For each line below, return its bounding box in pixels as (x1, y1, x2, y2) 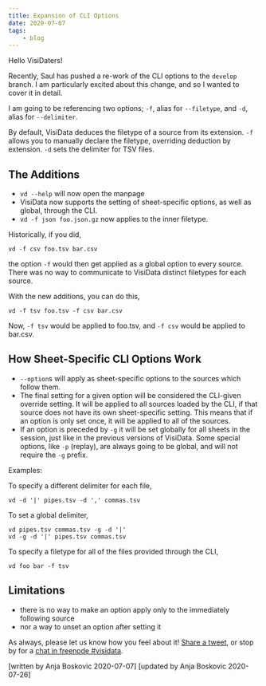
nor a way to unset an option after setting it (19, 621, 162, 631)
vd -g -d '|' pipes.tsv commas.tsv (8, 532, 127, 541)
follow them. (19, 382, 61, 392)
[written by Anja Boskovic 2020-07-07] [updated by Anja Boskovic (8, 661, 227, 671)
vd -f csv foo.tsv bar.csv (8, 245, 98, 254)
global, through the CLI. (19, 206, 98, 215)
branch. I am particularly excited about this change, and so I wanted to (8, 80, 240, 89)
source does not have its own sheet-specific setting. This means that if (19, 408, 253, 417)
